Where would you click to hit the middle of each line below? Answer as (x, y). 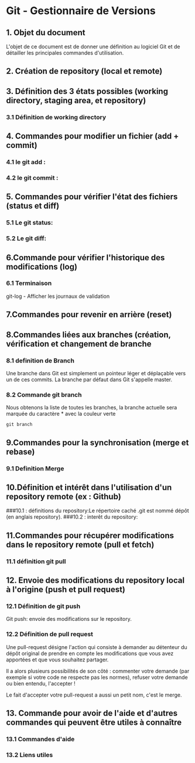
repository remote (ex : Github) (64, 497)
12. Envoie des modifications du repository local (95, 581)
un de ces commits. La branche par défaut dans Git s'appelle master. (89, 379)
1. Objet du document (46, 33)
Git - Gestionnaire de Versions (81, 11)
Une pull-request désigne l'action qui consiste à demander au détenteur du (97, 647)
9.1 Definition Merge (35, 468)
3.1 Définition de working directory (56, 117)
